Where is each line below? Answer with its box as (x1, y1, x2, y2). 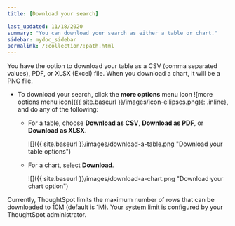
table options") (27, 147, 72, 156)
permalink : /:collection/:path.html (7, 43, 114, 50)
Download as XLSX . (27, 126, 87, 135)
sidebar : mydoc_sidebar (7, 36, 77, 43)
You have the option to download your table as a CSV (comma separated (7, 62, 217, 70)
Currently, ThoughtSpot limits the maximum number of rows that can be (7, 196, 215, 204)
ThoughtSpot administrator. (7, 211, 87, 219)
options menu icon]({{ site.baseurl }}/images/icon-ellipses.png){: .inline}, (17, 98, 229, 106)
